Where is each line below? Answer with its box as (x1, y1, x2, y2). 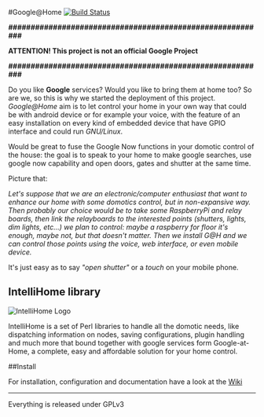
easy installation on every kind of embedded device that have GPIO (8, 119, 226, 127)
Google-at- (213, 338, 250, 347)
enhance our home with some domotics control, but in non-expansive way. (8, 197, 251, 207)
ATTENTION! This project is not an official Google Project (8, 46, 199, 55)
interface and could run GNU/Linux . (8, 126, 123, 136)
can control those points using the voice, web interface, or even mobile (8, 240, 239, 248)
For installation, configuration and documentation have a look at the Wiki (8, 377, 243, 386)
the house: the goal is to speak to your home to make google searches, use (8, 150, 252, 159)
